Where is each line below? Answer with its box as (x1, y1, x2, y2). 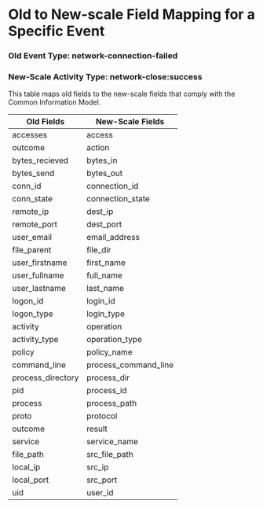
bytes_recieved (12, 155, 69, 166)
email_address (86, 232, 140, 243)
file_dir (86, 245, 111, 256)
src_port (86, 474, 118, 485)
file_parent (12, 245, 52, 256)
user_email (12, 232, 53, 243)
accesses (12, 130, 48, 141)
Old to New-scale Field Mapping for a (8, 6, 255, 24)
